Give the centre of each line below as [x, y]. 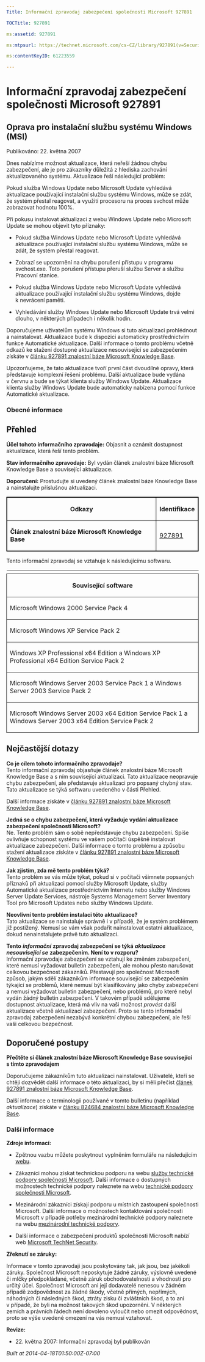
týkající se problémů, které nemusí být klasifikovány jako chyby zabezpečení [103, 985]
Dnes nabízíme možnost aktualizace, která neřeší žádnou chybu [87, 163]
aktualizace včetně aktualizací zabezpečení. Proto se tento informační [94, 1011]
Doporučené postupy [48, 1043]
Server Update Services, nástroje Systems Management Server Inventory [99, 896]
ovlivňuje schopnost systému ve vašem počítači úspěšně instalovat [91, 839]
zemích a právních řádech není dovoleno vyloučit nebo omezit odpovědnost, [103, 1311]
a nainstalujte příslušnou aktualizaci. [52, 487]
